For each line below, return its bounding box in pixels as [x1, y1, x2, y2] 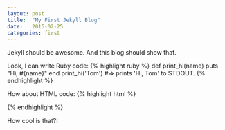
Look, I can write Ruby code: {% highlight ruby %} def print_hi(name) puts [7, 62, 219, 70]
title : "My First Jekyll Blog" [7, 17, 100, 24]
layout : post [7, 10, 45, 17]
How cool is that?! [7, 117, 59, 125]
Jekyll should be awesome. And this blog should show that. [7, 48, 177, 57]
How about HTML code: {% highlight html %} [7, 90, 136, 98]
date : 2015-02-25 [7, 23, 64, 30]
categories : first [7, 29, 60, 37]
